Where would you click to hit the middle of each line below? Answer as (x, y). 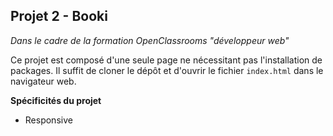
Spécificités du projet (56, 100)
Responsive (48, 120)
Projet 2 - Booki (59, 16)
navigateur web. (43, 81)
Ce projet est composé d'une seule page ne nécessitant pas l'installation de (166, 60)
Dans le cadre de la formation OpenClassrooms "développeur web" (150, 40)
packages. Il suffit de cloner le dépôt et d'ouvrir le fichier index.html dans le (167, 70)
